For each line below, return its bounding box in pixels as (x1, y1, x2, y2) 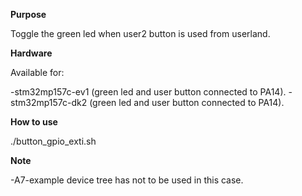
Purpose (10, 9, 47, 20)
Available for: (10, 67, 65, 78)
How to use (10, 116, 58, 128)
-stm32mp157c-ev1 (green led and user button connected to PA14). (10, 86, 287, 98)
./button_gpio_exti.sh (10, 135, 97, 147)
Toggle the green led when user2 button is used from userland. (10, 28, 271, 39)
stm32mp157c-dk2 (10, 97, 88, 108)
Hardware (10, 47, 53, 59)
